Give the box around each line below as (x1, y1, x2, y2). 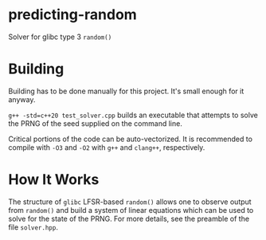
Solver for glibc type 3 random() (8, 32, 112, 41)
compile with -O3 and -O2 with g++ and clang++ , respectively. (8, 142, 205, 152)
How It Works (8, 171, 100, 189)
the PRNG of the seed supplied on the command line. (8, 118, 183, 128)
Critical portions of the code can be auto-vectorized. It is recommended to (8, 134, 253, 144)
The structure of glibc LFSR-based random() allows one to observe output (8, 197, 252, 207)
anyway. (8, 94, 36, 104)
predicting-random (8, 6, 137, 24)
